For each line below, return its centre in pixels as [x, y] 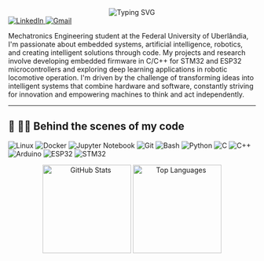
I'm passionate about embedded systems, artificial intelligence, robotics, [126, 44]
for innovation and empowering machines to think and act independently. [126, 94]
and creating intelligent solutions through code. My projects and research [127, 53]
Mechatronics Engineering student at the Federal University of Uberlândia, [128, 36]
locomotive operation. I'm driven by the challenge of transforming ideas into [131, 77]
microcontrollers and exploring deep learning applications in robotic [118, 69]
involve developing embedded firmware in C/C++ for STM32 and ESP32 [125, 61]
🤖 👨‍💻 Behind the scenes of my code [96, 126]
